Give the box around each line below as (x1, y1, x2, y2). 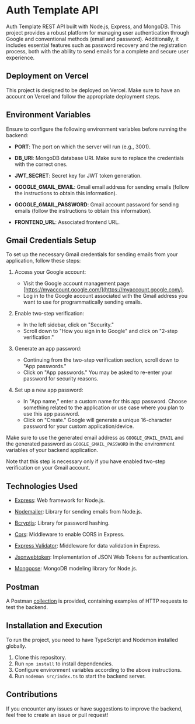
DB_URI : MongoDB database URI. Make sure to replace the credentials (14, 154, 184, 161)
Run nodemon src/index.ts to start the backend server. (14, 672, 146, 679)
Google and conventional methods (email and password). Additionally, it (6, 35, 179, 42)
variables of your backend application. (6, 447, 99, 454)
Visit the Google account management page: (23, 280, 131, 287)
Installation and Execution (6, 621, 103, 631)
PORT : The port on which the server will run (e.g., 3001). (14, 143, 151, 150)
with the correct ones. (14, 161, 68, 168)
